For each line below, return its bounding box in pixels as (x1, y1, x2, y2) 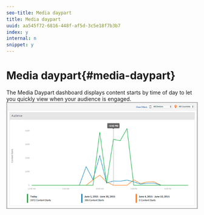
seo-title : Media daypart (6, 10, 72, 16)
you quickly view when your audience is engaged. (6, 95, 132, 103)
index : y (6, 29, 29, 35)
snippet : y (6, 42, 34, 48)
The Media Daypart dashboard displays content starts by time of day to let (6, 89, 192, 96)
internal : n (6, 35, 36, 42)
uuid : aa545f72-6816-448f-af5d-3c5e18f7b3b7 (6, 22, 121, 29)
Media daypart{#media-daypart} (6, 69, 176, 83)
